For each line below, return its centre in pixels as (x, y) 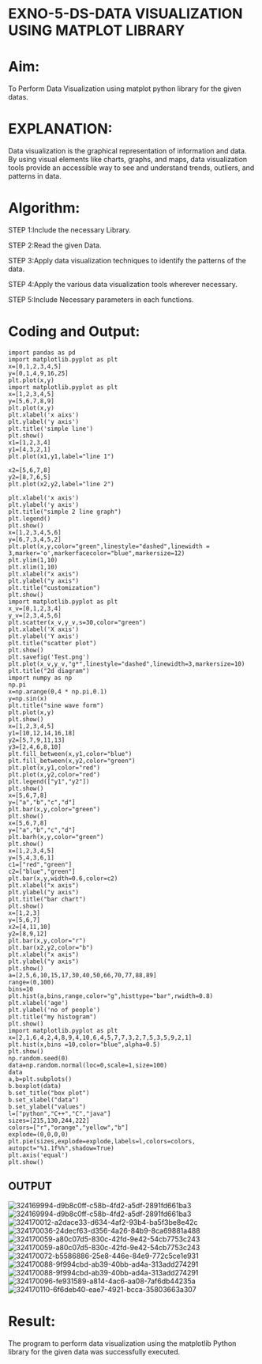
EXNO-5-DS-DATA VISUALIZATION (125, 14)
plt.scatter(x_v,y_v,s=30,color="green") (77, 622)
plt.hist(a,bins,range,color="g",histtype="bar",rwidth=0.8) (111, 996)
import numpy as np (40, 678)
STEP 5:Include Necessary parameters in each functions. (101, 300)
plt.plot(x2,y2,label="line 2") (61, 484)
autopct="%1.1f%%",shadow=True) (61, 1148)
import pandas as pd (42, 353)
